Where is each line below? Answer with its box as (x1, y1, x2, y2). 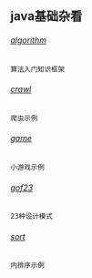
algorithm (10, 35, 46, 46)
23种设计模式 (10, 212, 53, 221)
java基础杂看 (10, 8, 83, 25)
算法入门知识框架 (10, 65, 66, 74)
